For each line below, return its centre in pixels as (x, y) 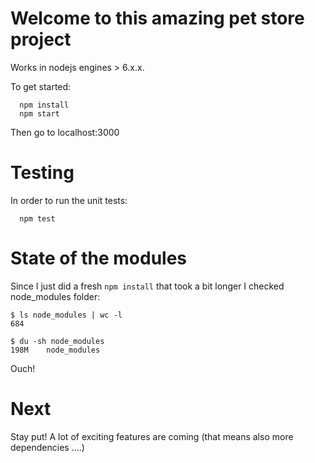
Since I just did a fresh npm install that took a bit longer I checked (147, 286)
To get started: (41, 86)
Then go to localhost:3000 (65, 132)
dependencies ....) (47, 447)
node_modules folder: (55, 296)
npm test (37, 218)
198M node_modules (55, 350)
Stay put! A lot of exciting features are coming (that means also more (152, 436)
